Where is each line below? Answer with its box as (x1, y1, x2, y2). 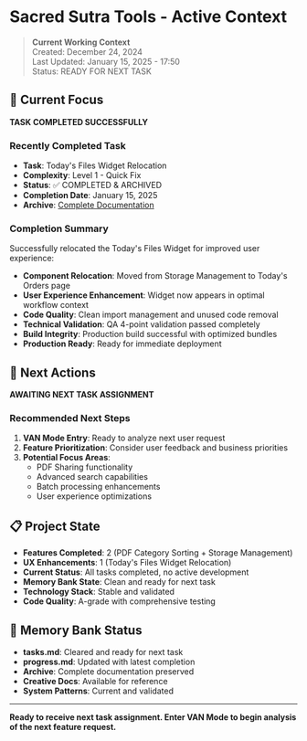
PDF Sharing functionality (36, 461, 133, 472)
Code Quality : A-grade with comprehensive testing (22, 596, 217, 607)
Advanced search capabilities (36, 471, 149, 482)
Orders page (22, 281, 71, 291)
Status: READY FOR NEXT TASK (31, 66, 153, 77)
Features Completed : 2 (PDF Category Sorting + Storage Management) (22, 547, 293, 558)
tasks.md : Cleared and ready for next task (22, 647, 184, 658)
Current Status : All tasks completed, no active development (22, 566, 249, 577)
